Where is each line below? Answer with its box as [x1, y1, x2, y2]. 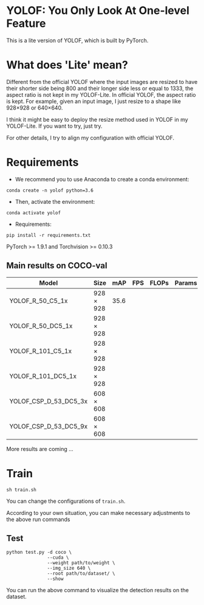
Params [174, 278, 197, 287]
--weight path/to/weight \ [47, 560, 115, 566]
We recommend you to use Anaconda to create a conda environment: [15, 175, 189, 183]
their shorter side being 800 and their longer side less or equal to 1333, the [6, 85, 194, 92]
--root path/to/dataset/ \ [47, 570, 115, 577]
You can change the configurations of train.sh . [6, 497, 126, 505]
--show [47, 576, 64, 582]
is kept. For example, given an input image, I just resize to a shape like [6, 97, 181, 105]
